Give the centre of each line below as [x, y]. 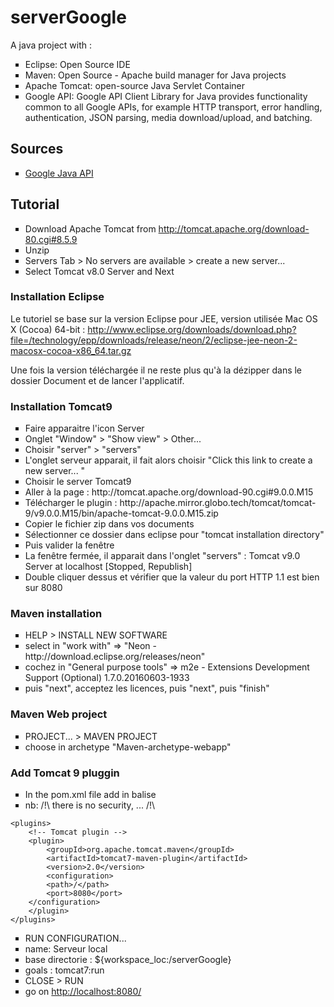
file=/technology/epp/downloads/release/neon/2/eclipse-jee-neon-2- [154, 340]
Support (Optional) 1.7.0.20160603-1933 [107, 678]
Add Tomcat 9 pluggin [65, 773]
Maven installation [56, 614]
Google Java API [59, 173]
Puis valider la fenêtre [69, 545]
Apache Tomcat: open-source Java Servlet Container [134, 85]
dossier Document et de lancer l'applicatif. [97, 380]
